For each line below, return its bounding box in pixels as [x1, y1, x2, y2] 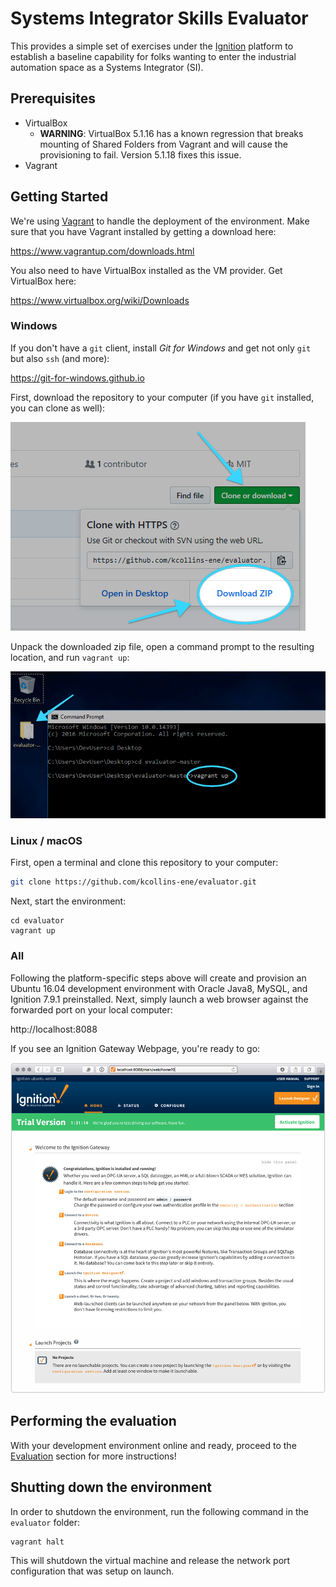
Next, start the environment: [10, 895, 127, 907]
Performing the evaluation [10, 1413, 177, 1430]
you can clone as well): [10, 402, 106, 414]
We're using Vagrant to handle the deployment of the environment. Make [10, 215, 310, 227]
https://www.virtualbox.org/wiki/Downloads [10, 294, 190, 306]
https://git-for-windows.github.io [10, 372, 145, 384]
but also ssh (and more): [10, 352, 110, 364]
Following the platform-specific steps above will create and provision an [10, 972, 307, 984]
